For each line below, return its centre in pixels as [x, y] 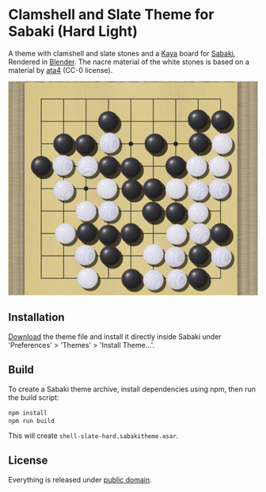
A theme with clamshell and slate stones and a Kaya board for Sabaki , [122, 53]
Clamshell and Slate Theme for [111, 15]
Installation [36, 317]
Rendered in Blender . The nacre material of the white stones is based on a [129, 62]
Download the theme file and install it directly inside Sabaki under [115, 336]
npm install [28, 413]
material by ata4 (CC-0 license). [61, 70]
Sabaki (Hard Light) [73, 31]
